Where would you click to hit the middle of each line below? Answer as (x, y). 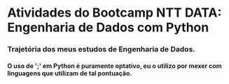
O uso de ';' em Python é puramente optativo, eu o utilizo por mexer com (114, 66)
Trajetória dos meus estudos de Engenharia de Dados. (102, 49)
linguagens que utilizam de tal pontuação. (70, 73)
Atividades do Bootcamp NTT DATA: (114, 13)
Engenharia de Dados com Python (108, 27)
